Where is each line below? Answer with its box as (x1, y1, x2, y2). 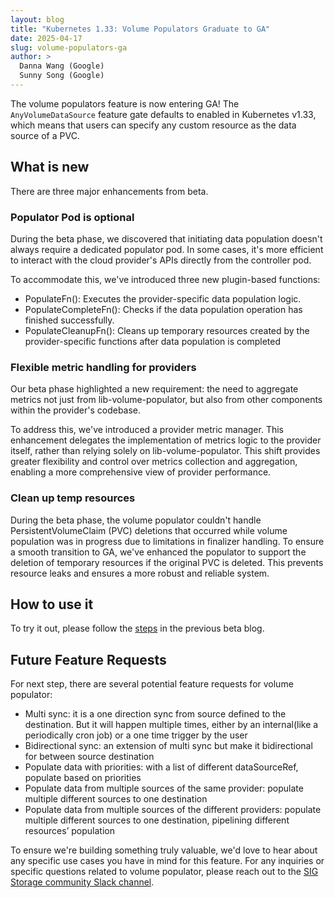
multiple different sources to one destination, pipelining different (24, 814, 290, 826)
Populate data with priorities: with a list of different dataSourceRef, (24, 761, 299, 773)
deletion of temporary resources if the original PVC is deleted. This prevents (10, 556, 324, 568)
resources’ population (24, 825, 115, 837)
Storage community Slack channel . (10, 876, 155, 888)
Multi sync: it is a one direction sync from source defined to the (24, 708, 287, 720)
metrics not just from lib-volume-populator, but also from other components (10, 394, 323, 406)
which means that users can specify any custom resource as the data (10, 119, 297, 131)
